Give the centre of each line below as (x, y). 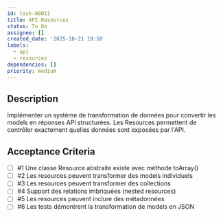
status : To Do (27, 26)
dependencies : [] (32, 65)
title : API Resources (38, 20)
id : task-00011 (29, 13)
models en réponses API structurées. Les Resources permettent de (102, 123)
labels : (18, 45)
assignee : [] (26, 33)
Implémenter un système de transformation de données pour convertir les (111, 115)
